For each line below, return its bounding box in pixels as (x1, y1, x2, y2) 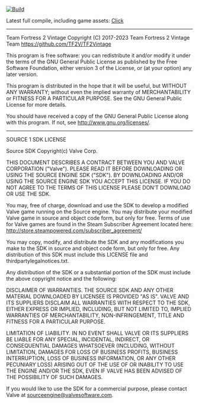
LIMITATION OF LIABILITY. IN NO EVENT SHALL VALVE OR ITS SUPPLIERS (6, 329, 188, 336)
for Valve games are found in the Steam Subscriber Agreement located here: (6, 221, 193, 227)
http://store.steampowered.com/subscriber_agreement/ (6, 227, 142, 234)
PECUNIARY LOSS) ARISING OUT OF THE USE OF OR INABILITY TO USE (6, 361, 184, 368)
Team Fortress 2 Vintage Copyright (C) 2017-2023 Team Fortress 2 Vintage (6, 34, 190, 41)
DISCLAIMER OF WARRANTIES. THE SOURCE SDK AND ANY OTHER (6, 287, 174, 293)
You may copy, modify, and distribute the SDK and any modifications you (6, 239, 184, 245)
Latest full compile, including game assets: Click (6, 17, 124, 24)
